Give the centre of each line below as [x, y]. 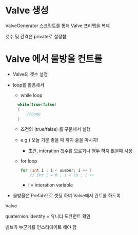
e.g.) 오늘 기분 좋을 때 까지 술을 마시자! [59, 140]
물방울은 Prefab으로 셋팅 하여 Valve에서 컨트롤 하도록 [66, 196]
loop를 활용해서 [28, 85]
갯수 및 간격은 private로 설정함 [36, 36]
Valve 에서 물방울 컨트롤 [54, 59]
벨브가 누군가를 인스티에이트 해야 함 [41, 227]
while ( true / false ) [37, 104]
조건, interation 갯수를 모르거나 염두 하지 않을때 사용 [80, 151]
